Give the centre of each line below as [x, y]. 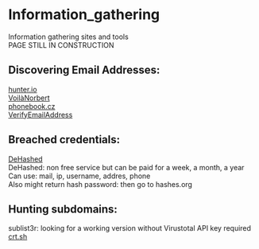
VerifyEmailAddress [41, 115]
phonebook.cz [32, 106]
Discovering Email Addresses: [84, 70]
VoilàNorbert [29, 98]
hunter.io [23, 89]
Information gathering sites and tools [68, 37]
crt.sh [18, 237]
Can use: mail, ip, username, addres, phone [79, 176]
